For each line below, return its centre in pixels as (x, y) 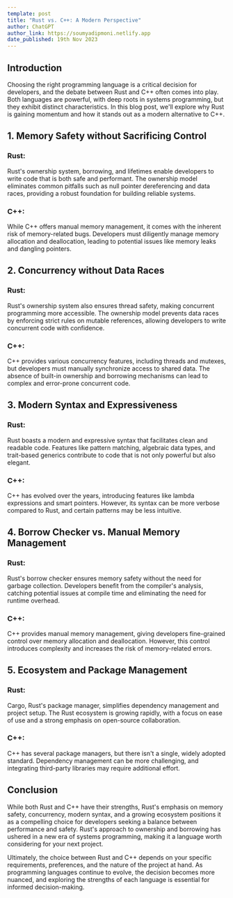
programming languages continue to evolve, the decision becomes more (111, 872)
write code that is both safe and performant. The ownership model (103, 178)
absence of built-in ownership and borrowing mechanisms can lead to (108, 376)
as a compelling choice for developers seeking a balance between (102, 821)
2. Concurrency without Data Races (86, 271)
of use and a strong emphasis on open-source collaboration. (94, 720)
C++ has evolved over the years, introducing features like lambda (101, 495)
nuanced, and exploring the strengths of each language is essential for (109, 879)
